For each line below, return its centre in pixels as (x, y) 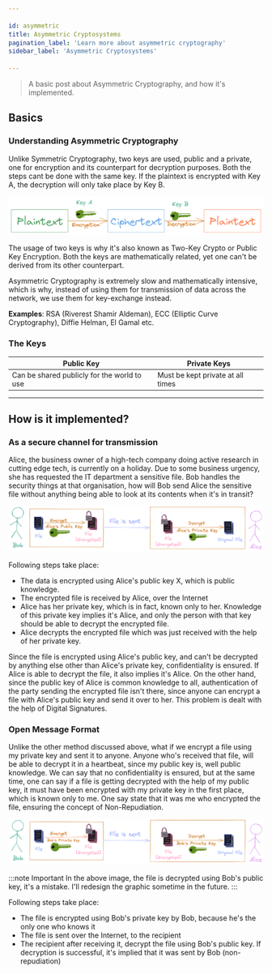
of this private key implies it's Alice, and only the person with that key (136, 615)
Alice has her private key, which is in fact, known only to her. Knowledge (140, 606)
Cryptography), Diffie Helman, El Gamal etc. (81, 322)
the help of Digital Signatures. (58, 708)
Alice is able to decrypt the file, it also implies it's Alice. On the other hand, (132, 673)
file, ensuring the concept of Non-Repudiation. (86, 807)
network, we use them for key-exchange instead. (90, 298)
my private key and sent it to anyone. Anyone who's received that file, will (131, 756)
